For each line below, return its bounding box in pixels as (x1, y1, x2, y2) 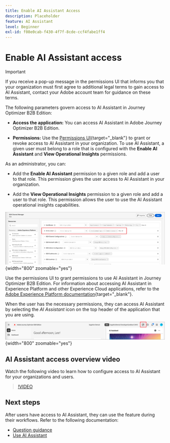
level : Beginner (5, 24, 39, 29)
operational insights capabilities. (12, 202, 80, 208)
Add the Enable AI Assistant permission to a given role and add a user (12, 171, 160, 177)
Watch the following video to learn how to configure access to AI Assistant (5, 369, 160, 374)
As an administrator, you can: (5, 161, 66, 167)
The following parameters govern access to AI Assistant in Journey (5, 104, 145, 111)
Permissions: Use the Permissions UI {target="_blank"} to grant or (12, 135, 151, 141)
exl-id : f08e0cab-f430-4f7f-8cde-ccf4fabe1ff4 (5, 29, 105, 35)
